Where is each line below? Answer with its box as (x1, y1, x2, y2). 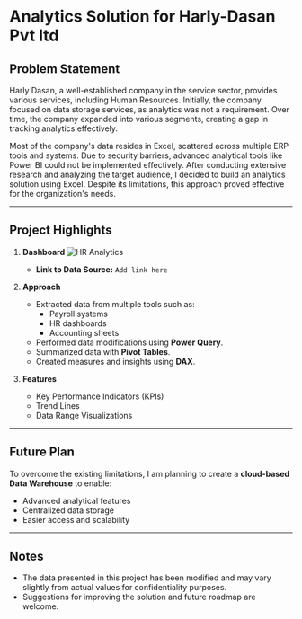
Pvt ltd (9, 25, 59, 46)
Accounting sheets (49, 327, 120, 338)
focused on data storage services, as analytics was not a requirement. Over (9, 104, 290, 114)
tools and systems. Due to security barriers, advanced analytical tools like (9, 150, 283, 161)
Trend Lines (35, 400, 80, 411)
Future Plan (9, 445, 75, 460)
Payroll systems (49, 308, 108, 319)
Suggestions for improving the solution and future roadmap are (22, 591, 256, 603)
